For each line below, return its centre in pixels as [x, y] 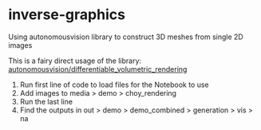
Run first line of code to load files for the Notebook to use [114, 85]
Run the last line [46, 101]
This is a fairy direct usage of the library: [75, 61]
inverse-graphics [67, 15]
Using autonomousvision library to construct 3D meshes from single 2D [126, 37]
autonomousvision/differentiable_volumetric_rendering [98, 69]
